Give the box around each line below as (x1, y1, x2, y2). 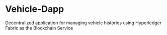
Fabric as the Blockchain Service (5, 25, 73, 31)
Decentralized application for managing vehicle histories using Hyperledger (5, 20, 162, 26)
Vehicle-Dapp (5, 3, 64, 15)
